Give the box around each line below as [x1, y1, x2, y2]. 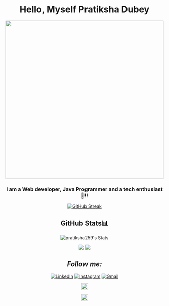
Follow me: [67, 259, 102, 269]
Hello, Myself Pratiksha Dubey [19, 4, 150, 15]
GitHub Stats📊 [60, 218, 109, 227]
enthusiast [136, 186, 163, 193]
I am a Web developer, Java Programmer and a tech [6, 186, 135, 193]
